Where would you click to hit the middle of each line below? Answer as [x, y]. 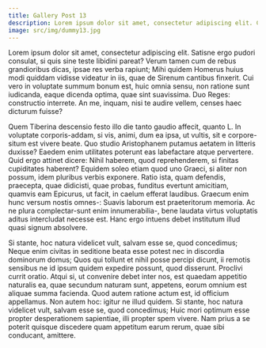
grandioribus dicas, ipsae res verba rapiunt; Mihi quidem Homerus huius [126, 70]
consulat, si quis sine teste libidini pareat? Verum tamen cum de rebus [122, 61]
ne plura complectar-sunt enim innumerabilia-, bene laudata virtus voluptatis [133, 211]
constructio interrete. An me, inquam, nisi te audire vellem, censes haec [125, 103]
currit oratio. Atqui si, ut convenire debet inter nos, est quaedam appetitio [128, 277]
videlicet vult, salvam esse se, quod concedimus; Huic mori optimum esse [129, 310]
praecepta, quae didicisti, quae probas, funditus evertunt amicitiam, [118, 186]
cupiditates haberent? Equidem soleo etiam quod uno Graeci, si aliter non [127, 169]
